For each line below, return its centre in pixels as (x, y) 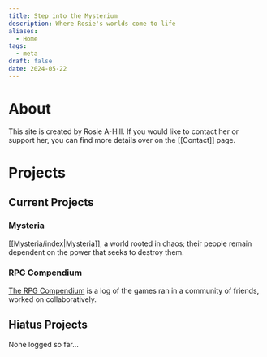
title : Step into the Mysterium (63, 16)
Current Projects (51, 202)
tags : (17, 46)
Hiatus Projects (48, 325)
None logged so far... (43, 344)
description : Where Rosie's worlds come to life (92, 24)
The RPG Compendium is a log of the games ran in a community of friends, (134, 290)
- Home (27, 39)
